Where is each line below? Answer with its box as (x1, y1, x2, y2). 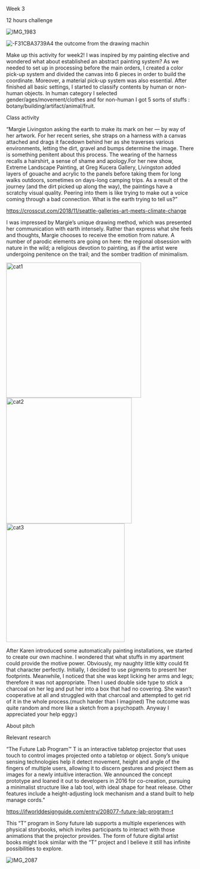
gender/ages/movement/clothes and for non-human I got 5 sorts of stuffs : (6, 96, 190, 103)
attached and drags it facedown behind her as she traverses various (6, 138, 174, 146)
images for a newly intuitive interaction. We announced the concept (6, 771, 173, 778)
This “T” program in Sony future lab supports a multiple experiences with (6, 820, 186, 826)
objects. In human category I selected (24, 90, 118, 96)
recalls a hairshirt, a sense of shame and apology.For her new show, (6, 158, 174, 164)
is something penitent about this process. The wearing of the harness (6, 151, 177, 158)
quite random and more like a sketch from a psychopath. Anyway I (6, 704, 169, 711)
